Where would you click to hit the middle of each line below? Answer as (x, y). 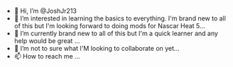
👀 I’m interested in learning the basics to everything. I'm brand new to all (120, 18)
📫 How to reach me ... (47, 56)
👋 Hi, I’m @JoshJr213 (45, 11)
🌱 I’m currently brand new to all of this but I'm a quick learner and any (116, 33)
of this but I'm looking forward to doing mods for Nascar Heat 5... (109, 26)
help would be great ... (47, 41)
